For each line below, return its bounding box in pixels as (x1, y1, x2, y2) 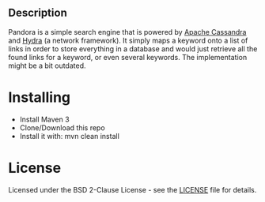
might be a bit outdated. (8, 61, 86, 70)
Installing (8, 88, 71, 106)
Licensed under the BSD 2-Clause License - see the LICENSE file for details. (8, 185, 257, 194)
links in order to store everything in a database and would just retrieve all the (8, 43, 258, 54)
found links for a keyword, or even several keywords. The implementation (8, 52, 248, 62)
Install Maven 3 (19, 114, 70, 124)
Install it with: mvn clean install (19, 131, 120, 140)
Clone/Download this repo (19, 122, 105, 133)
